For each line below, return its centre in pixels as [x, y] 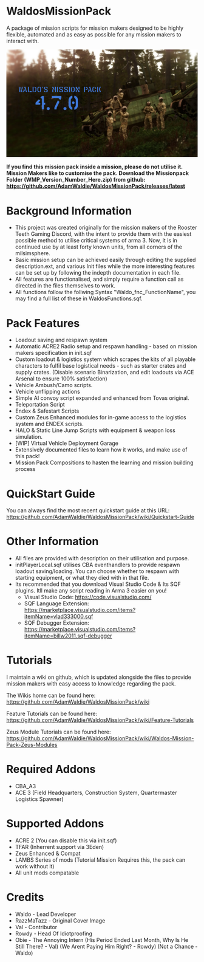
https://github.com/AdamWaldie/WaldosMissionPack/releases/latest [96, 186]
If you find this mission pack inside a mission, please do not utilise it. [95, 167]
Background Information [69, 211]
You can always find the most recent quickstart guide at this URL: [88, 510]
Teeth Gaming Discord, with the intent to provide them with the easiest [103, 234]
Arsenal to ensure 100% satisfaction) [61, 379]
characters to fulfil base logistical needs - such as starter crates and [100, 366]
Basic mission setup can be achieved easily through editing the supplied [105, 260]
